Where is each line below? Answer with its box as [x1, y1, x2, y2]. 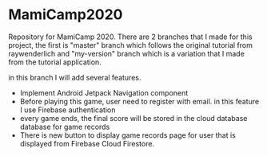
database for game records [19, 122, 110, 131]
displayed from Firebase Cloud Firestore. [19, 138, 154, 148]
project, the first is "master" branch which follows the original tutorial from [8, 40, 253, 49]
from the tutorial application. [8, 57, 102, 67]
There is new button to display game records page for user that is [19, 130, 236, 140]
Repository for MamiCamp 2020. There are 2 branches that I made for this [8, 32, 253, 41]
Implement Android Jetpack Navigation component [19, 88, 189, 97]
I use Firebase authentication [19, 105, 116, 115]
